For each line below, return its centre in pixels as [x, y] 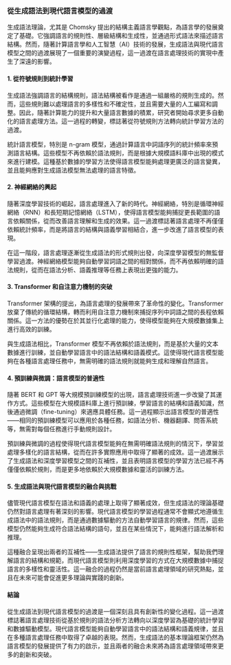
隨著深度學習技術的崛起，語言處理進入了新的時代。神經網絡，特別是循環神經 [115, 204]
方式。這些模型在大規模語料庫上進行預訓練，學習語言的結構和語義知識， [115, 403]
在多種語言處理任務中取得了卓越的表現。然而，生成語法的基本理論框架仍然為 [115, 637]
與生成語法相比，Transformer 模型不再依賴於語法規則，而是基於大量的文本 [113, 344]
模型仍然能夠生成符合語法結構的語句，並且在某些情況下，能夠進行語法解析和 [115, 529]
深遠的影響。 [37, 62]
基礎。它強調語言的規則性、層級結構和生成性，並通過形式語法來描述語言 [121, 36]
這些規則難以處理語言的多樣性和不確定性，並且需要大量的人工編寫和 [115, 104]
